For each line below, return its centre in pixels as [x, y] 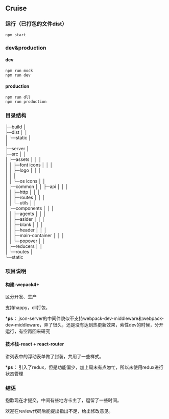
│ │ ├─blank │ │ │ [25, 225]
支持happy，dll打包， [28, 308]
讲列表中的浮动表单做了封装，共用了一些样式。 [54, 356]
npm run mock [19, 71]
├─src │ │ [16, 154]
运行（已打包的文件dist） [36, 24]
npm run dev [18, 75]
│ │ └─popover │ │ [26, 241]
